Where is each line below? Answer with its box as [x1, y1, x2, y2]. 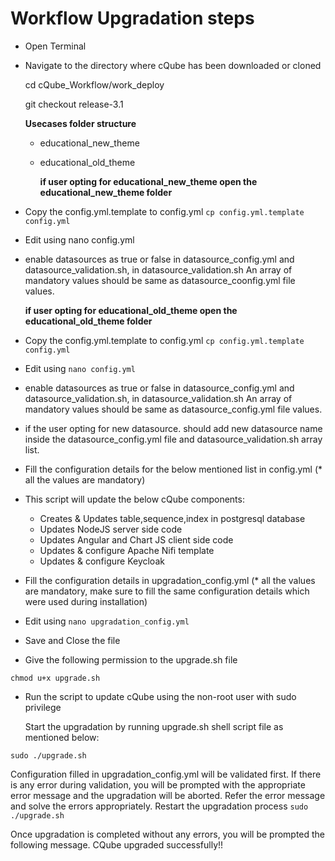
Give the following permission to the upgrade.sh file [24, 653, 238, 666]
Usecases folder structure [24, 117, 137, 129]
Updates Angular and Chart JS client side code [39, 533, 234, 546]
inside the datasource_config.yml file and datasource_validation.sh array [24, 433, 323, 445]
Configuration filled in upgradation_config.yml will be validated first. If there [10, 768, 322, 780]
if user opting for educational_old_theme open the [24, 304, 238, 316]
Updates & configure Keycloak [39, 555, 165, 567]
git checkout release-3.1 [24, 98, 124, 110]
